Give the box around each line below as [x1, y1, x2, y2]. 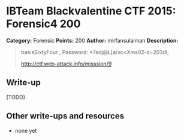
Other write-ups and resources [6, 111, 125, 121]
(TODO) [6, 93, 26, 100]
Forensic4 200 [6, 17, 81, 31]
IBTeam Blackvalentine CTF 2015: [6, 4, 176, 18]
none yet [14, 127, 37, 134]
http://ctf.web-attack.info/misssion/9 [20, 60, 112, 67]
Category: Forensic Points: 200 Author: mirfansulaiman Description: [6, 37, 179, 44]
